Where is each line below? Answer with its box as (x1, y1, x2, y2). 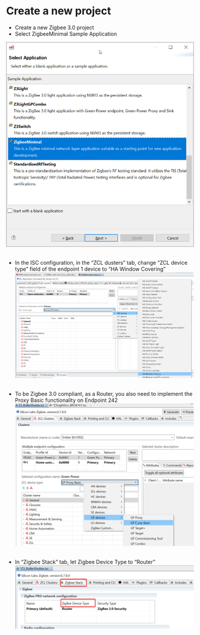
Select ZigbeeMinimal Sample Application (14, 30, 117, 37)
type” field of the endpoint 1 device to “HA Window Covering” (14, 265, 166, 272)
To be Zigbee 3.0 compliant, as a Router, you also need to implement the (14, 391, 193, 398)
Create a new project (6, 4, 111, 18)
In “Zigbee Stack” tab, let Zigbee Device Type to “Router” (14, 558, 156, 565)
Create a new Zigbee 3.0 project (14, 24, 94, 31)
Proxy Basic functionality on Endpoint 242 (14, 397, 118, 404)
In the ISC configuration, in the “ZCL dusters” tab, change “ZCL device (14, 259, 187, 267)
